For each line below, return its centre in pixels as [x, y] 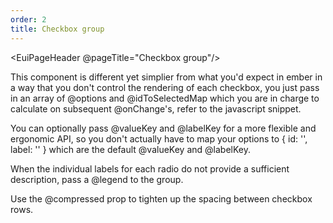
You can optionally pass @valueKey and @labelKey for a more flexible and [163, 128]
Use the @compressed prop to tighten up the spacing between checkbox [161, 198]
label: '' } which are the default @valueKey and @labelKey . [131, 149]
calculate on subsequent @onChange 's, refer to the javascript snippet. [156, 108]
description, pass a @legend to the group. [97, 179]
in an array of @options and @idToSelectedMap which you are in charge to [165, 98]
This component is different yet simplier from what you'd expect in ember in [166, 77]
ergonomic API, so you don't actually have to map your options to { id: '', [159, 138]
